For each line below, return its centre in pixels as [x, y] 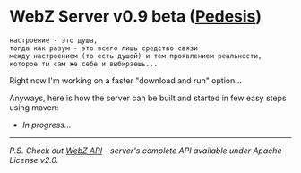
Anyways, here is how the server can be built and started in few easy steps [148, 98]
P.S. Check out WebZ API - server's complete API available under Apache [146, 151]
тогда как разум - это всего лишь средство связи [104, 48]
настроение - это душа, [54, 40]
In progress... [47, 125]
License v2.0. [34, 160]
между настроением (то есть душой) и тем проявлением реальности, [136, 56]
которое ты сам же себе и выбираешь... [84, 64]
